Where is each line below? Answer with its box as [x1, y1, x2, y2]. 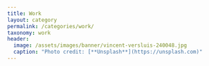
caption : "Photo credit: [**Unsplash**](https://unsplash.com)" [13, 49, 203, 56]
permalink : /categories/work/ [7, 23, 95, 30]
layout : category [7, 16, 57, 23]
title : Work [7, 10, 42, 17]
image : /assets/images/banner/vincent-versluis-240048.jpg [13, 42, 188, 49]
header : [7, 36, 30, 43]
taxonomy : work [7, 29, 51, 36]
